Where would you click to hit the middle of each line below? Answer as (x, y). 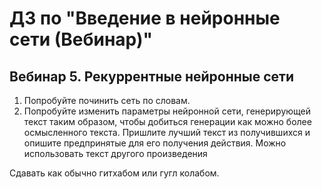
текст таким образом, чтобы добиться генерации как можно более (167, 121)
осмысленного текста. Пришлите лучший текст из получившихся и (167, 132)
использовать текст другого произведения (115, 153)
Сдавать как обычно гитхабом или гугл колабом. (114, 173)
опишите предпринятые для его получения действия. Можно (155, 143)
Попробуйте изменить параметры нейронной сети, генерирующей (167, 111)
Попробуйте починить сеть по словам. (107, 100)
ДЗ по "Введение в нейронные (145, 18)
